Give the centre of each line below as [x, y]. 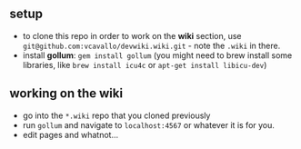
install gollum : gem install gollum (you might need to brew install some [157, 55]
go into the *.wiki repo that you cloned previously [116, 115]
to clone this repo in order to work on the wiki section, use [132, 35]
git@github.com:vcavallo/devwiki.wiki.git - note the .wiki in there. [151, 45]
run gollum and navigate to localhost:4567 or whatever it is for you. [149, 124]
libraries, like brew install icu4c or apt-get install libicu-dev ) [145, 65]
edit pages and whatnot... [70, 134]
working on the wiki [66, 94]
